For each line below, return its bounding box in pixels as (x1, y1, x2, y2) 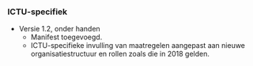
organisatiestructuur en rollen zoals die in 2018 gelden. (30, 49, 210, 59)
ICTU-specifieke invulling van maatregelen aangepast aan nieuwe (30, 41, 246, 50)
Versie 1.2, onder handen (18, 24, 100, 34)
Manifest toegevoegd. (30, 32, 103, 42)
